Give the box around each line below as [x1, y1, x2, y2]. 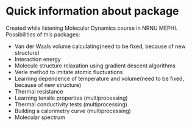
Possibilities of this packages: [5, 30, 80, 38]
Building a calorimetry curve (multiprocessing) [14, 107, 132, 114]
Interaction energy [14, 55, 62, 63]
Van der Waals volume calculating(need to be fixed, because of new [14, 43, 186, 50]
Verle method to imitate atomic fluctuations [14, 68, 123, 75]
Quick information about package [5, 4, 179, 18]
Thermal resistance [14, 88, 63, 95]
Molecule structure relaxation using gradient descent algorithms [14, 62, 176, 69]
